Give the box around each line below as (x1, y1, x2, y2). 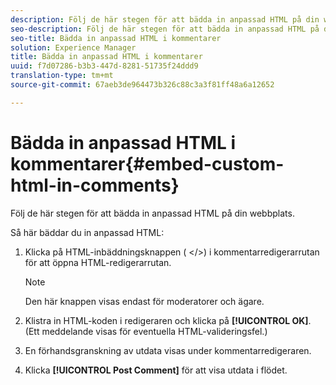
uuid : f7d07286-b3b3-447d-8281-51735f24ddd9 (10, 61, 199, 71)
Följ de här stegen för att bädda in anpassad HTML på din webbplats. (10, 207, 295, 219)
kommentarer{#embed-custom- (10, 152, 285, 175)
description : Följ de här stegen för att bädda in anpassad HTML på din (10, 14, 320, 25)
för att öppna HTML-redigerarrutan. (24, 256, 172, 268)
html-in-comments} (10, 174, 180, 196)
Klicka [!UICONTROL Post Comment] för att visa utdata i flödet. (24, 364, 288, 376)
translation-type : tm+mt (10, 71, 114, 81)
